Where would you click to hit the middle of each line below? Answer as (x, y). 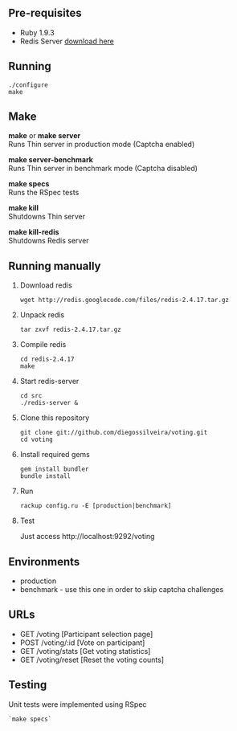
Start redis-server (49, 382)
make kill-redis (34, 232)
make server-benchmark (51, 160)
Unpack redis (42, 315)
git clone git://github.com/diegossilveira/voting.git (114, 433)
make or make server (45, 136)
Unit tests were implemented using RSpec (78, 704)
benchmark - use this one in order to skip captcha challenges (122, 590)
